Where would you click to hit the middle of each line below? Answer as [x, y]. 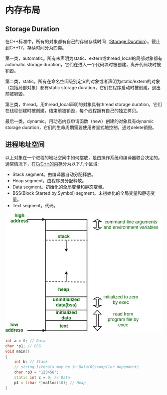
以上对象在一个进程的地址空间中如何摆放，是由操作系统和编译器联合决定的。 [84, 157]
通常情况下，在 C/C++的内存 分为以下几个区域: [52, 164]
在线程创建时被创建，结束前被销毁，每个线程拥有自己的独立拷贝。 [73, 111]
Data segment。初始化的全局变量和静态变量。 [60, 187]
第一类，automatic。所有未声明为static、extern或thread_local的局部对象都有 [84, 58]
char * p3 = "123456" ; [36, 372]
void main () [17, 351]
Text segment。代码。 [35, 205]
